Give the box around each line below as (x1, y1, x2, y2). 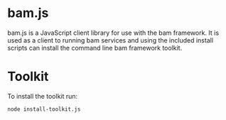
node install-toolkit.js (7, 105, 81, 113)
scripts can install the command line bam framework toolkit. (7, 43, 183, 52)
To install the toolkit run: (7, 92, 78, 100)
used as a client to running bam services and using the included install (7, 36, 214, 44)
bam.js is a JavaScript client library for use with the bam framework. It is (7, 28, 219, 37)
